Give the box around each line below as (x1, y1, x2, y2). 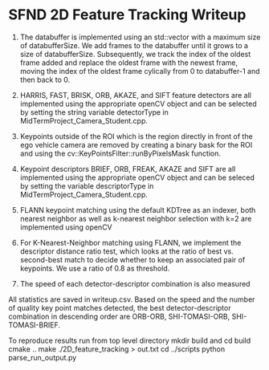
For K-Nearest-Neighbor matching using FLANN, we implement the (19, 238, 242, 247)
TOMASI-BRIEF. (8, 319, 60, 330)
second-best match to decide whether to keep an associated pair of (19, 254, 246, 264)
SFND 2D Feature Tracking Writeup (8, 6, 247, 24)
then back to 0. (19, 75, 71, 84)
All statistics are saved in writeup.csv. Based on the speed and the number (8, 295, 255, 304)
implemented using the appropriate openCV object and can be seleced (19, 173, 255, 182)
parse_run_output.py (8, 352, 77, 362)
